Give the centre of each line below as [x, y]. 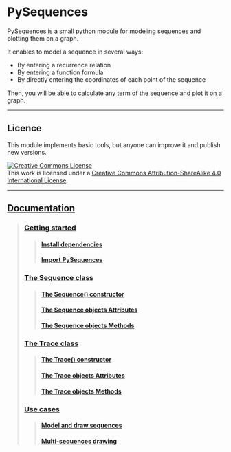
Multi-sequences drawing [79, 441]
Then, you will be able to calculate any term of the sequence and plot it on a [114, 93]
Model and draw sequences [81, 426]
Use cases [42, 409]
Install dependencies [72, 244]
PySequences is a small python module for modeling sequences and [104, 31]
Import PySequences [72, 260]
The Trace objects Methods [81, 391]
